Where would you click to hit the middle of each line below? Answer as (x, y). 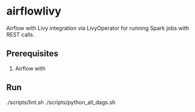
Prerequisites (32, 54)
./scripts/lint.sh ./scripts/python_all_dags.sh (61, 102)
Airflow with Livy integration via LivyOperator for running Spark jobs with (98, 28)
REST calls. (20, 34)
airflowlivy (34, 11)
